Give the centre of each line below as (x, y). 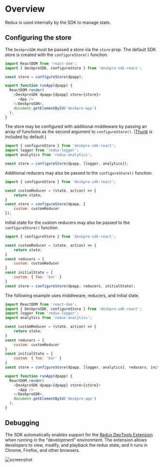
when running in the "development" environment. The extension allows (76, 440)
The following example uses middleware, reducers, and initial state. (72, 295)
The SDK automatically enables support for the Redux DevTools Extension (79, 434)
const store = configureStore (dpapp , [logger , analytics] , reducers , (77, 367)
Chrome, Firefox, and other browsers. (42, 450)
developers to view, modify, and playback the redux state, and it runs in (76, 445)
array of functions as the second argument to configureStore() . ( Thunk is (79, 132)
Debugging (22, 423)
